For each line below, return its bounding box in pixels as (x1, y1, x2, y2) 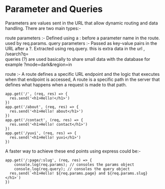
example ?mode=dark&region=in (5, 61, 72, 67)
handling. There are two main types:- (5, 25, 81, 31)
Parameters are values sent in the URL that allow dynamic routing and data (5, 20, 158, 26)
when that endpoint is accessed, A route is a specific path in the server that (5, 76, 160, 82)
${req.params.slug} (107, 171, 148, 176)
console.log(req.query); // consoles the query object (14, 166, 130, 172)
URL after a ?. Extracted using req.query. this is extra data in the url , (5, 45, 145, 51)
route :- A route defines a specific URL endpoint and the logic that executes (5, 71, 160, 77)
